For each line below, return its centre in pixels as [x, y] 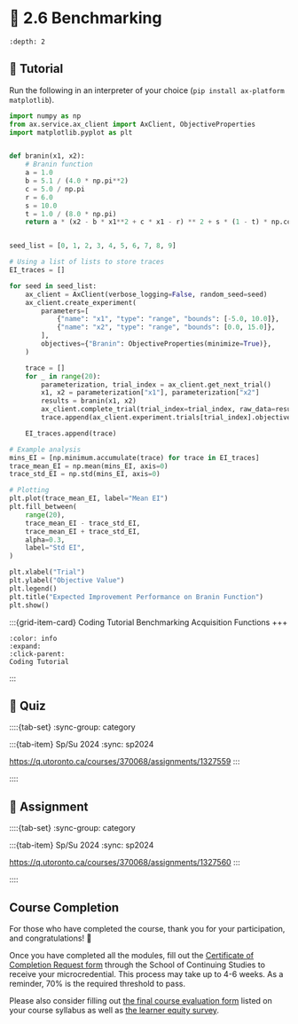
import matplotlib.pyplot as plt [71, 132]
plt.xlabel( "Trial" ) [47, 572]
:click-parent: [37, 654]
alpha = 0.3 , [45, 540]
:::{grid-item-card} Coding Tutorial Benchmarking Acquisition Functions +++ [149, 622]
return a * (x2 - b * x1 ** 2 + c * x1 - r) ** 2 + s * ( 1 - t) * [146, 222]
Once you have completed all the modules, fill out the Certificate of [132, 955]
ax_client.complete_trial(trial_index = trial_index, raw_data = [158, 410]
